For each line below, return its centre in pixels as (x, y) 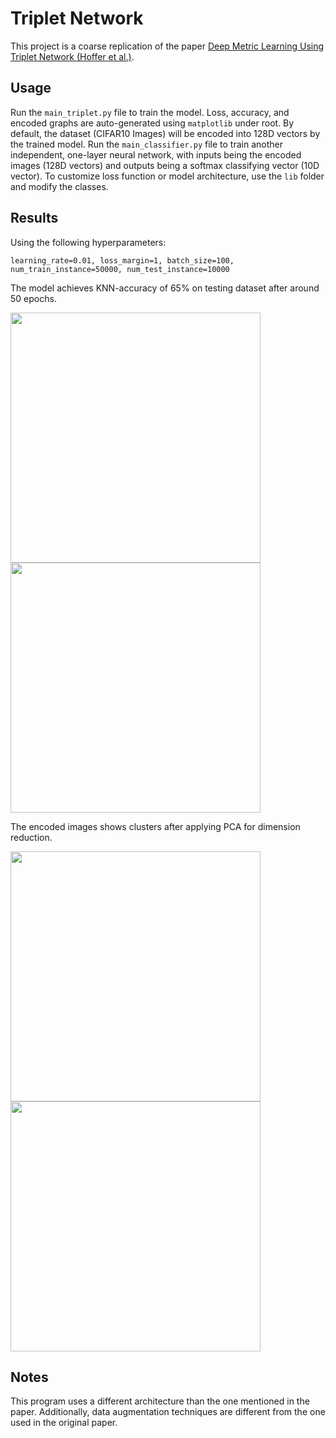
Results (34, 218)
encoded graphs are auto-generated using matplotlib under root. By (152, 123)
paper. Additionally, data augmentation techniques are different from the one (168, 1412)
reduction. (31, 837)
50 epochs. (33, 298)
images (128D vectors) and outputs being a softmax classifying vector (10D (165, 165)
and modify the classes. (59, 186)
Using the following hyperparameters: (88, 242)
